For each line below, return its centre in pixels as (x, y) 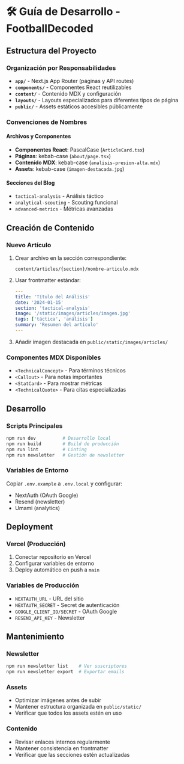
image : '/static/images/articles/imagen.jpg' (73, 313)
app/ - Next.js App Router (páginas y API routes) (74, 81)
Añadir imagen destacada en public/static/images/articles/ (91, 342)
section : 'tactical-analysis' (53, 308)
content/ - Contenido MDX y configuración (68, 93)
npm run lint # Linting (46, 449)
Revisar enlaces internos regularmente (63, 742)
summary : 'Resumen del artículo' (57, 325)
